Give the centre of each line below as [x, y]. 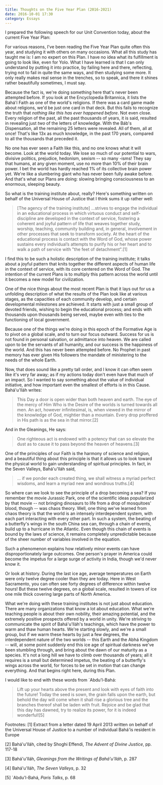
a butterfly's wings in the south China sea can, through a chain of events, [78, 524]
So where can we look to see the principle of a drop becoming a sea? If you [81, 493]
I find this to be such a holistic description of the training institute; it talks [78, 259]
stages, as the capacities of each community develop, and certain [71, 299]
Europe [12, 735]
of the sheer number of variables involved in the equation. [63, 540]
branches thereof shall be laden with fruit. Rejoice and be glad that [83, 705]
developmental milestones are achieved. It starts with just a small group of [79, 304]
